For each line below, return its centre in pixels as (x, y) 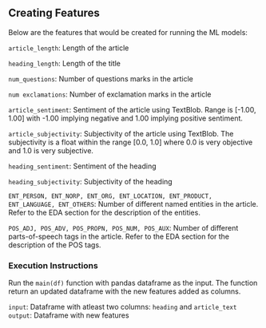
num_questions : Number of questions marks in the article (101, 78)
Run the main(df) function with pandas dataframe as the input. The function (133, 283)
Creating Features (54, 13)
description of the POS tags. (55, 245)
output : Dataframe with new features (69, 315)
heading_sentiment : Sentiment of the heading (83, 166)
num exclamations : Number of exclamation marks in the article (110, 94)
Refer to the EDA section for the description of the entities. (105, 212)
